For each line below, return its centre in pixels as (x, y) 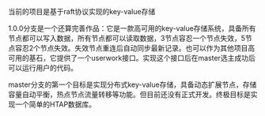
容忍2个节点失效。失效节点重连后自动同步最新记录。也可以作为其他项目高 (135, 48)
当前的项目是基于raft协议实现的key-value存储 (82, 11)
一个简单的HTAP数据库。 (55, 104)
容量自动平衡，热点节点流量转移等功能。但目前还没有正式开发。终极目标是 (129, 94)
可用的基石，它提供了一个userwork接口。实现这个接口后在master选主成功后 (132, 58)
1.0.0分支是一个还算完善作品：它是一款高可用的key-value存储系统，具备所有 (132, 28)
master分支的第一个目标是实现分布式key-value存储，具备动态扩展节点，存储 (132, 84)
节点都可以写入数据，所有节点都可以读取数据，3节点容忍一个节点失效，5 (127, 38)
